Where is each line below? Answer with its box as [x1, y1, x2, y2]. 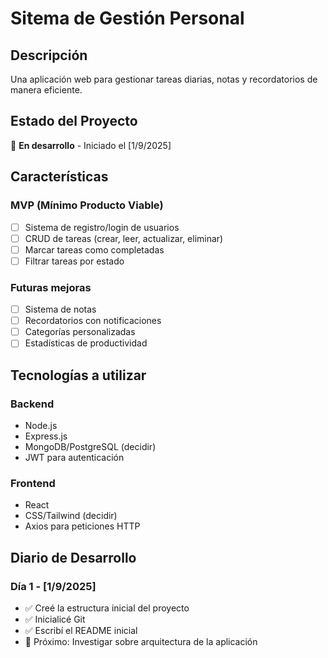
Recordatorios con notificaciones [24, 315, 162, 327]
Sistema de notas [24, 303, 97, 316]
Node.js [24, 419, 58, 431]
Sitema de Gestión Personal [10, 7, 245, 30]
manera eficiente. [10, 84, 83, 96]
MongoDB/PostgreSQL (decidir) [24, 440, 157, 452]
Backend [10, 397, 55, 411]
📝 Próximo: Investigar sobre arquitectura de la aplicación [24, 635, 258, 647]
